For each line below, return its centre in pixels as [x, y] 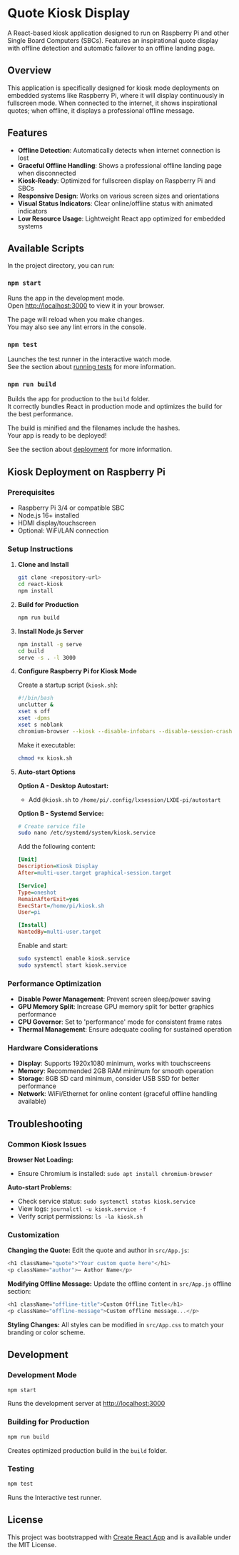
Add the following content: [57, 847]
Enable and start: [43, 945]
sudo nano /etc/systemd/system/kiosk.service [86, 833]
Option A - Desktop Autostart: [63, 785]
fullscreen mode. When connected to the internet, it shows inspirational [112, 103]
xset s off [34, 712]
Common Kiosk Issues [47, 1144]
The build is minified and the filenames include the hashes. [94, 428]
